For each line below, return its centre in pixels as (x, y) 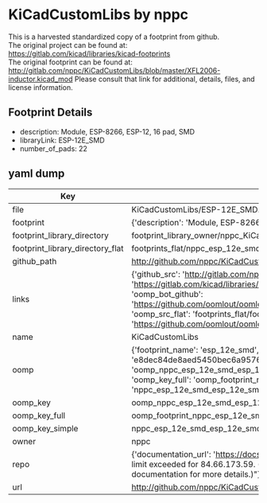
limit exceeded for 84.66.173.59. (193, 464)
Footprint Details (50, 113)
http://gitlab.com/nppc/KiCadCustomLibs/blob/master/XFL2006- (114, 70)
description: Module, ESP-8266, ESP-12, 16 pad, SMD (107, 131)
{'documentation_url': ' (173, 454)
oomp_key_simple (45, 428)
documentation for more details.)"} (195, 474)
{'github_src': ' (158, 274)
